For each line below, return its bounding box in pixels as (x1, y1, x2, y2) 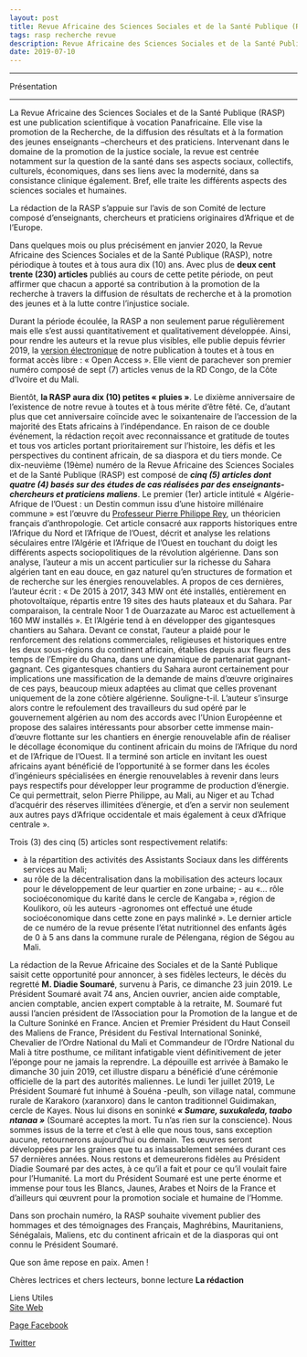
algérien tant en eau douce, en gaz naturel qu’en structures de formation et (9, 567, 292, 578)
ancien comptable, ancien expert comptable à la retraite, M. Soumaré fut (9, 998, 283, 1010)
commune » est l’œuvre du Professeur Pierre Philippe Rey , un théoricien (9, 508, 281, 519)
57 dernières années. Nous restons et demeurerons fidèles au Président (9, 1153, 281, 1165)
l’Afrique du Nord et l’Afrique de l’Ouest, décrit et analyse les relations (9, 527, 271, 539)
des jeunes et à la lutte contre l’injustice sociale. (9, 298, 190, 309)
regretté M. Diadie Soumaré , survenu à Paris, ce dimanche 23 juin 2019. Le (9, 979, 292, 990)
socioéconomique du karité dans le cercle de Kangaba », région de (22, 893, 276, 905)
